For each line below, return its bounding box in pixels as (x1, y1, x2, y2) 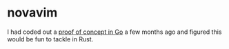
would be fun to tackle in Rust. (7, 35, 94, 43)
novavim (7, 5, 58, 21)
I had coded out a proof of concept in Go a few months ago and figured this (7, 28, 222, 36)
